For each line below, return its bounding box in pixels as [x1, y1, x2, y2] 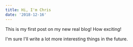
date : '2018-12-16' [5, 12, 47, 17]
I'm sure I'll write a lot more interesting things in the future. [5, 36, 128, 42]
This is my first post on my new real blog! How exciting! [5, 26, 122, 32]
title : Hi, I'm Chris [5, 7, 51, 13]
